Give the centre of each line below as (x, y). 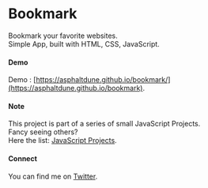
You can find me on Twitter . (53, 176)
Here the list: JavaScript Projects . (62, 141)
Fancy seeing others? (43, 132)
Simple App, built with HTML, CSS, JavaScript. (84, 43)
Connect (23, 158)
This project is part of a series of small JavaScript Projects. (104, 124)
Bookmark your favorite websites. (63, 36)
